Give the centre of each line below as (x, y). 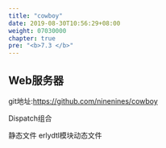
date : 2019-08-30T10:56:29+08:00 (64, 23)
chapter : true (32, 38)
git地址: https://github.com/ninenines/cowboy (83, 101)
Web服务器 (36, 80)
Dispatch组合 (30, 118)
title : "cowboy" (35, 16)
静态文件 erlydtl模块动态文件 (55, 135)
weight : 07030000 (37, 31)
